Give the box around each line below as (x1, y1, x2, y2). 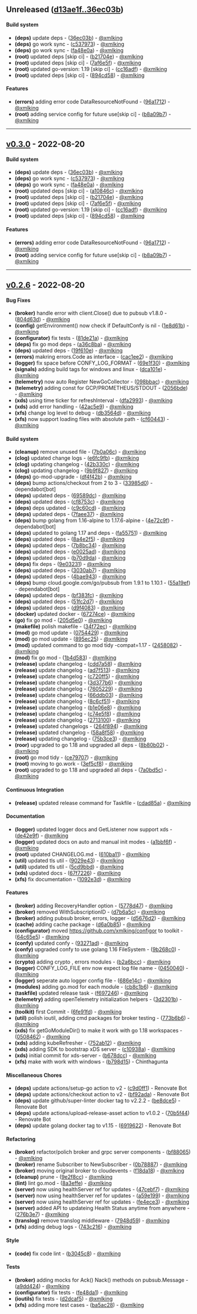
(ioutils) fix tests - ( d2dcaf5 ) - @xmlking (14, 1295, 113, 1302)
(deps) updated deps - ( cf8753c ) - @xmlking (14, 498, 124, 506)
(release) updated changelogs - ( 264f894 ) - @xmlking (14, 723, 148, 730)
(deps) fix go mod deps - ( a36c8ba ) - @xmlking (14, 341, 131, 348)
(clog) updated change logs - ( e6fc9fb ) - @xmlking (14, 454, 140, 461)
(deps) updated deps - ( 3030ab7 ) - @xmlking (14, 567, 126, 574)
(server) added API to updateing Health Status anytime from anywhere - (14, 1205, 190, 1212)
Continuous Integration (6, 786, 64, 793)
